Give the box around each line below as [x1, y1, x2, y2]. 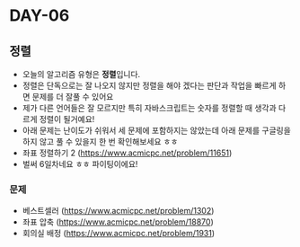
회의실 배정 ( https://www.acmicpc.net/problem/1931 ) [22, 228, 216, 239]
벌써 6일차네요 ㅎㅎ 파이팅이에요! [22, 159, 138, 169]
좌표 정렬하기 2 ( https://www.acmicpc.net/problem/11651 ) [22, 147, 233, 158]
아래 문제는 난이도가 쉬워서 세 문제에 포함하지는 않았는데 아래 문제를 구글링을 [22, 125, 292, 136]
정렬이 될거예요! [39, 114, 95, 124]
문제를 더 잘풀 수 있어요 [31, 92, 114, 101]
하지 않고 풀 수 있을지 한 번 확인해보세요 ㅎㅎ [22, 137, 179, 146]
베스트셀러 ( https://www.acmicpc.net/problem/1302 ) [22, 206, 215, 216]
